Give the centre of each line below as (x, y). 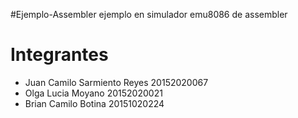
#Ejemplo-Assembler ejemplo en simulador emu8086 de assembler (149, 14)
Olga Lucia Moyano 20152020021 (93, 93)
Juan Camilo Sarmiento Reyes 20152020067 (116, 82)
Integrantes (59, 55)
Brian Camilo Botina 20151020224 (94, 103)
